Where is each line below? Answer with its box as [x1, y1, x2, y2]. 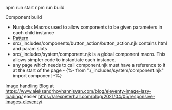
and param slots [12, 46, 47, 51]
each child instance [12, 30, 54, 35]
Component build [5, 14, 42, 20]
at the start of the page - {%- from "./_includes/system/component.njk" [12, 67, 164, 73]
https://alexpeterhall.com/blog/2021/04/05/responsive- [37, 94, 156, 99]
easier [24, 94, 37, 99]
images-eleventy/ [5, 99, 43, 105]
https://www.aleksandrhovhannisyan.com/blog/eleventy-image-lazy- [5, 88, 151, 94]
